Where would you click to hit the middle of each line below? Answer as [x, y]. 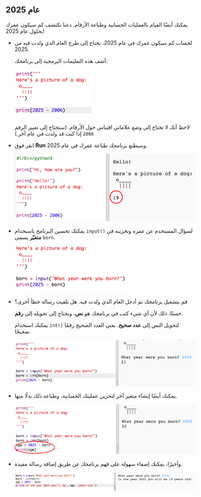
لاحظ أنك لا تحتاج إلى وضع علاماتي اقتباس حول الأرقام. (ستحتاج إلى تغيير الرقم [102, 127]
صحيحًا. [23, 331]
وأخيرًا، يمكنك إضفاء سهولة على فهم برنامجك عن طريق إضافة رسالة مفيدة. [98, 464]
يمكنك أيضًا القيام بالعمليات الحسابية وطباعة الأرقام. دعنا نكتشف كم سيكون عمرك [97, 24]
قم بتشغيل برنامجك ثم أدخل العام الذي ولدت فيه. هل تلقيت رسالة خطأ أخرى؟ [101, 301]
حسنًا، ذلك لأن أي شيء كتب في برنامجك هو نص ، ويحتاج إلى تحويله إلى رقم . [99, 313]
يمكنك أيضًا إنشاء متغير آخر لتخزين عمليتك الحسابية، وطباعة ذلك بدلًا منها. [96, 395]
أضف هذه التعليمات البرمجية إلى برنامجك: [61, 61]
